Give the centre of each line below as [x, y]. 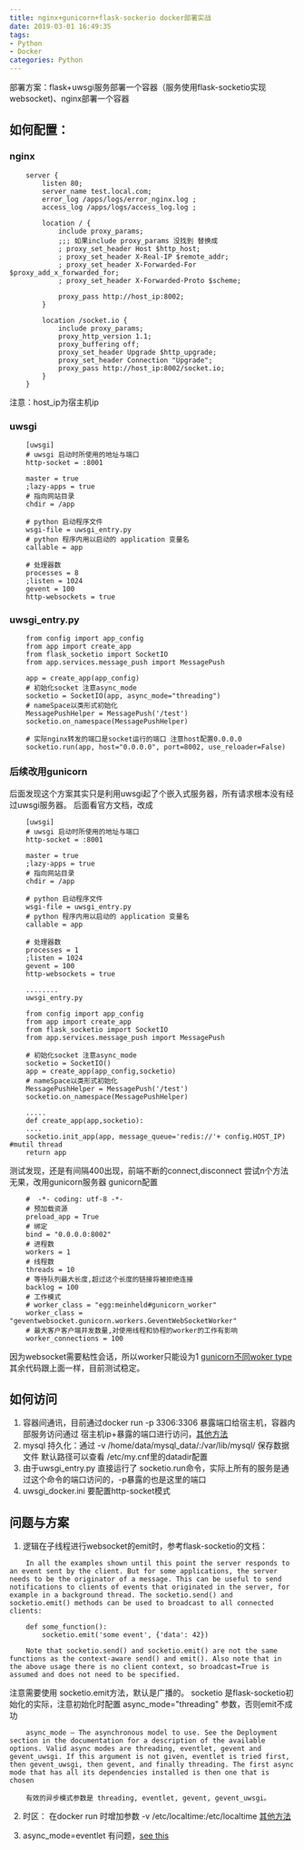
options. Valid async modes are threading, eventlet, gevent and [135, 1749]
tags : [20, 35]
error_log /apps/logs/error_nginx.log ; [119, 199]
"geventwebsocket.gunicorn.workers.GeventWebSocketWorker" [123, 1320]
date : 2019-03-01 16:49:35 [60, 26]
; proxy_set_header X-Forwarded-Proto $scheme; [150, 280]
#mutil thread [36, 1144]
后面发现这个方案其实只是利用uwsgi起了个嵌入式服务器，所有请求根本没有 [148, 794]
